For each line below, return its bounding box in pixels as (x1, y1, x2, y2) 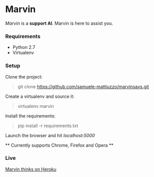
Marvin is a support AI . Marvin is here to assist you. (5, 20, 114, 26)
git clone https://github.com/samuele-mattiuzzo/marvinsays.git (17, 83, 149, 89)
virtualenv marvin (17, 103, 54, 109)
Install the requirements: (5, 112, 56, 119)
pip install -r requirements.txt (17, 123, 78, 129)
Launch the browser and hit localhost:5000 (5, 132, 95, 138)
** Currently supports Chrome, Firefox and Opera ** (5, 142, 114, 148)
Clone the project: (5, 74, 43, 80)
